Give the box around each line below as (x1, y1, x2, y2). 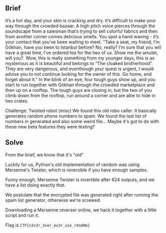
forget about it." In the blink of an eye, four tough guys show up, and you (5, 76, 156, 82)
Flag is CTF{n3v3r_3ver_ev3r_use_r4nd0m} (5, 222, 90, 228)
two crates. (5, 98, 29, 104)
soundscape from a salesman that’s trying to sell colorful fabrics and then (5, 28, 158, 34)
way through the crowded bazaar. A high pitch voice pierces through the (5, 23, 155, 29)
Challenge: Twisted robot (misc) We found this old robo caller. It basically (5, 107, 157, 113)
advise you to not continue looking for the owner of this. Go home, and (5, 71, 152, 77)
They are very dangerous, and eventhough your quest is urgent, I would (5, 66, 154, 72)
